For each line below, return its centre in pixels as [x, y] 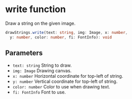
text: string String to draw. [42, 65]
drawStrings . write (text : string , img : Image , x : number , [67, 32]
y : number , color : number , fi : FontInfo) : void [61, 37]
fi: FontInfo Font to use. [39, 92]
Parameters [24, 53]
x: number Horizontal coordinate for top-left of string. [68, 76]
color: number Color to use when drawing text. [61, 86]
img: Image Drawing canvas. [42, 70]
